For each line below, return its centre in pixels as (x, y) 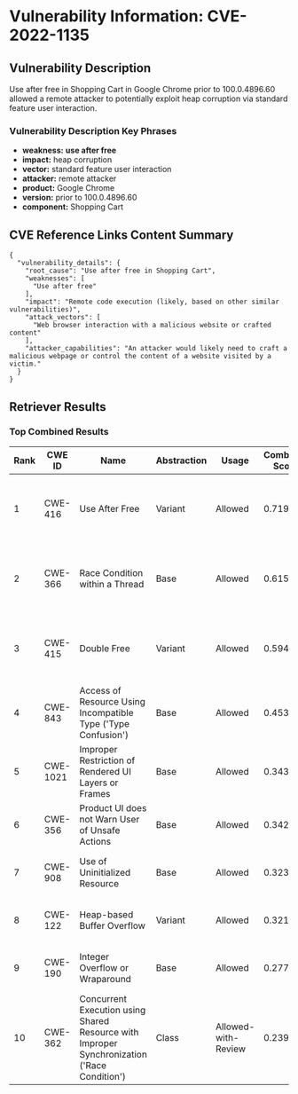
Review (231, 1049)
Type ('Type (105, 723)
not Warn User (110, 819)
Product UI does (113, 807)
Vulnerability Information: (106, 16)
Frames (95, 793)
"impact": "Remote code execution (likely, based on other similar (152, 302)
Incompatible (106, 712)
